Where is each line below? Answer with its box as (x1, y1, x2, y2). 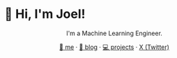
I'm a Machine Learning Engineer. (66, 29, 163, 37)
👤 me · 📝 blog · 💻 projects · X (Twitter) (59, 43, 170, 51)
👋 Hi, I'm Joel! (4, 6, 86, 22)
